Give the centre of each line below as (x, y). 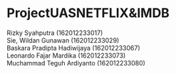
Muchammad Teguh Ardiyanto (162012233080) (76, 63)
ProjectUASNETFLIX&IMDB (88, 13)
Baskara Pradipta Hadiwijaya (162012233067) (73, 48)
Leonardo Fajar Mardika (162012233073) (66, 55)
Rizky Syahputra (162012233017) (55, 33)
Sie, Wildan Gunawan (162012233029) (63, 40)
